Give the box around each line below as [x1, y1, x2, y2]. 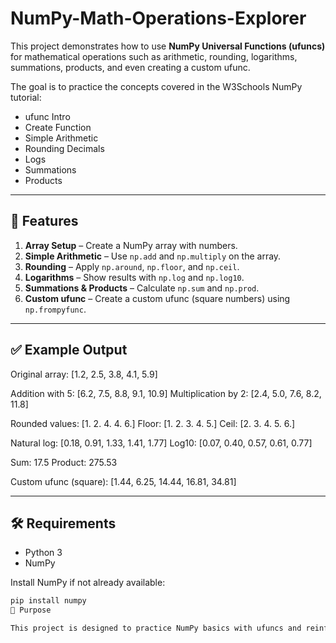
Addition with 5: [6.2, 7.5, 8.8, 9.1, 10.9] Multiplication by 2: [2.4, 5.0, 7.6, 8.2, [10, 387, 322, 399]
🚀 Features [10, 213, 79, 230]
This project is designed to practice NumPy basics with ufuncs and [10, 623, 302, 634]
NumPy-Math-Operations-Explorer [10, 7, 307, 30]
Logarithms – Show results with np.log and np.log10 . [24, 271, 245, 283]
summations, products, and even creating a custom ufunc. [10, 61, 251, 73]
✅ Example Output [10, 342, 128, 359]
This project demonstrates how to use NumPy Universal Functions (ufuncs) [10, 40, 326, 52]
